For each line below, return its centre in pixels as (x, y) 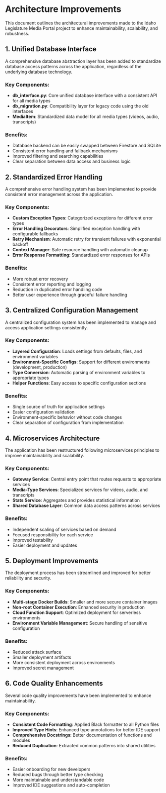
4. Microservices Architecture (53, 438)
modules (21, 740)
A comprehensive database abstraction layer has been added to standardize (83, 61)
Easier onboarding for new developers (51, 769)
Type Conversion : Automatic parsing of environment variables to (79, 372)
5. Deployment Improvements (52, 561)
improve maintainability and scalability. (45, 455)
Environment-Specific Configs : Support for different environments (81, 362)
